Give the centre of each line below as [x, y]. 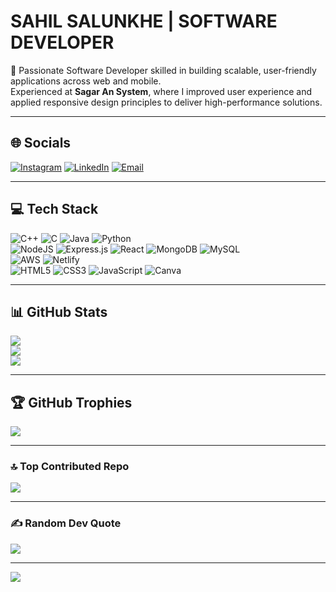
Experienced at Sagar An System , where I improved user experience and [161, 91]
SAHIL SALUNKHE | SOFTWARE [144, 21]
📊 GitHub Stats [59, 311]
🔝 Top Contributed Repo [70, 467]
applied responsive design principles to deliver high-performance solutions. [166, 102]
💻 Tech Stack [54, 209]
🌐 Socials [41, 143]
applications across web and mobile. [86, 81]
